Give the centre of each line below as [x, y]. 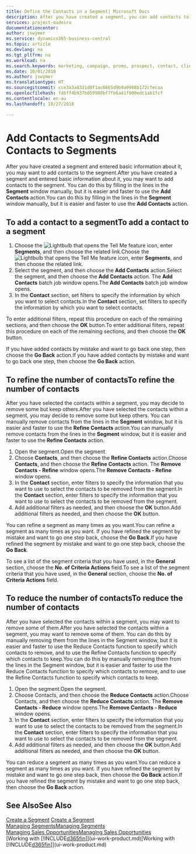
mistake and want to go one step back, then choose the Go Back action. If [94, 774]
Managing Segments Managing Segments [56, 826]
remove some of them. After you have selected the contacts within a [87, 628]
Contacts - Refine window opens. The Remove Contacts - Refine [93, 470]
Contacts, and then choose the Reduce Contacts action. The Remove [99, 701]
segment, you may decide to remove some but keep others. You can [88, 415]
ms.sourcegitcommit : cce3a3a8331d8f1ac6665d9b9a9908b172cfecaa [85, 88]
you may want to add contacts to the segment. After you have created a [92, 173]
